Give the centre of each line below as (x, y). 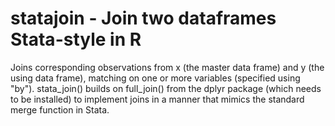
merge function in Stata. (60, 109)
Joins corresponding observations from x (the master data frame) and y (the (167, 67)
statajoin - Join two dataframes (143, 18)
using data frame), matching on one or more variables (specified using (155, 78)
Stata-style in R (76, 39)
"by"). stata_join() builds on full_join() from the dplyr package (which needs (166, 88)
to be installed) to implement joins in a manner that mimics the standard (157, 99)
